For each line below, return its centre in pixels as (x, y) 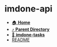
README (21, 40)
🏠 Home (21, 22)
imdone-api (28, 9)
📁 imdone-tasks (28, 35)
